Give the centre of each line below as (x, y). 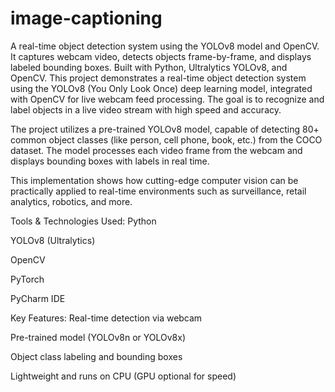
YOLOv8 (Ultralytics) (53, 240)
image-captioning (86, 18)
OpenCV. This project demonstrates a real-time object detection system (158, 78)
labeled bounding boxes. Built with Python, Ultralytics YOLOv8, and (149, 67)
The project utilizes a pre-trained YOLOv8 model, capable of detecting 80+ (165, 129)
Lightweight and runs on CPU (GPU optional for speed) (123, 376)
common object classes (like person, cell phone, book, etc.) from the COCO (166, 139)
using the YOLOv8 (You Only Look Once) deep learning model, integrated (161, 88)
